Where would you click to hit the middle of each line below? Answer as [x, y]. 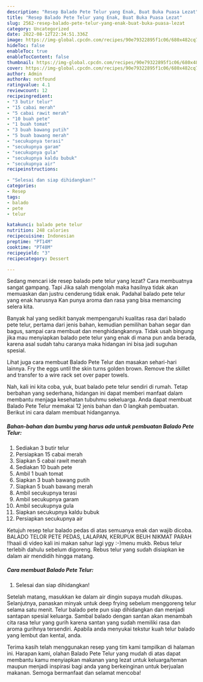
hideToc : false [26, 46]
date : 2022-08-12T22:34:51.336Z [47, 34]
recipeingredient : [30, 96]
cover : [15, 68]
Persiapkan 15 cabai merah [49, 455]
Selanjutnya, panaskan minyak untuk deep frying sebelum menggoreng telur [101, 603]
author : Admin [25, 74]
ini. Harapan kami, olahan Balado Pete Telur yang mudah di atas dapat [94, 654]
